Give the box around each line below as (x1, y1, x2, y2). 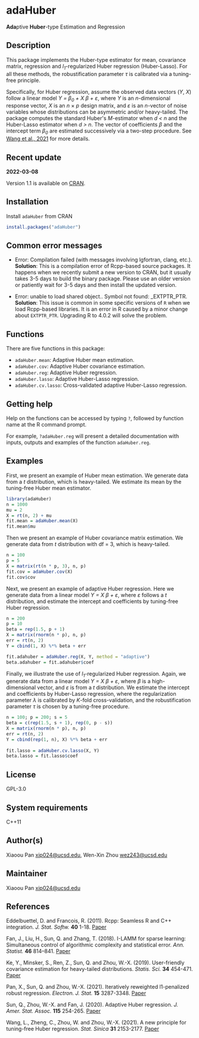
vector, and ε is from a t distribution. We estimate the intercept (37, 684, 190, 691)
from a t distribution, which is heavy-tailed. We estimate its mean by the (6, 478, 182, 485)
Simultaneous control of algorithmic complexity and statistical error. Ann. (6, 941, 185, 948)
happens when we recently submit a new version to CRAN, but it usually (14, 269, 191, 276)
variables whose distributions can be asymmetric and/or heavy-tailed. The (6, 108, 188, 116)
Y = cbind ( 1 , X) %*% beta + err (6, 643, 86, 649)
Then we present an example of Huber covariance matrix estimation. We (6, 534, 184, 541)
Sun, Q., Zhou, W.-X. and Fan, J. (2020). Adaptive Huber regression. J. (6, 1001, 178, 1008)
